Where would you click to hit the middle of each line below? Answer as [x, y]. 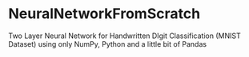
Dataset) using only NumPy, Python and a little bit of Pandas [107, 44]
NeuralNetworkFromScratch [104, 14]
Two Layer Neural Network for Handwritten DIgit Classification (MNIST [125, 36]
